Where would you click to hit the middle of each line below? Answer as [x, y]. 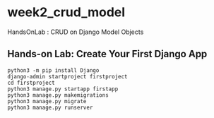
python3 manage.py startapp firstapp [63, 89]
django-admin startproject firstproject [68, 76]
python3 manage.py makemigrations [58, 95]
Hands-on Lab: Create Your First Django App [107, 54]
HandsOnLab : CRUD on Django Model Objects [76, 32]
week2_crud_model [66, 12]
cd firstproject [31, 83]
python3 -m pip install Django [53, 70]
